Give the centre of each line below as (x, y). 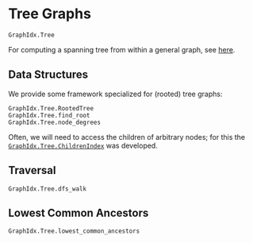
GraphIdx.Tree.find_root (49, 115)
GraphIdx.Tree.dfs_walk (48, 189)
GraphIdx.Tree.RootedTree (51, 108)
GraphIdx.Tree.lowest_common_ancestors (74, 231)
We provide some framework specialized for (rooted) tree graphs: (115, 94)
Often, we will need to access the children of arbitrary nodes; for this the (127, 137)
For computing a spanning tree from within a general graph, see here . (122, 49)
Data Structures (48, 75)
